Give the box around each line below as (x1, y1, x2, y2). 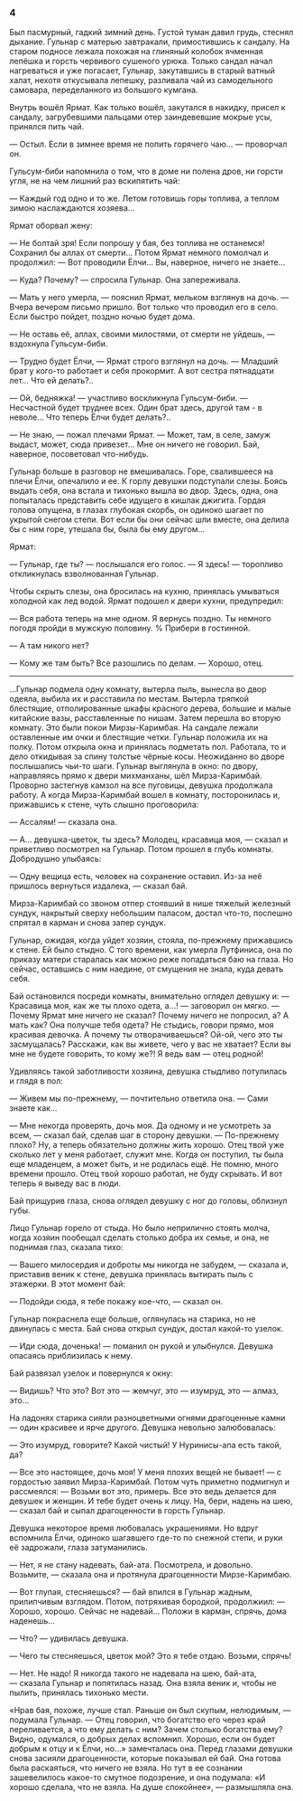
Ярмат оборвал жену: (9, 220, 93, 232)
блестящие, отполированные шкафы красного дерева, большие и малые (9, 703, 291, 714)
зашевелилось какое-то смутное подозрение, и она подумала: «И (9, 1772, 266, 1783)
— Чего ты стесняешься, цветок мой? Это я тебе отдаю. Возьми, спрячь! (9, 1651, 292, 1662)
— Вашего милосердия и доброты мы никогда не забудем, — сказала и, (9, 1259, 289, 1270)
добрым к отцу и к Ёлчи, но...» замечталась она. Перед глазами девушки (9, 1743, 293, 1754)
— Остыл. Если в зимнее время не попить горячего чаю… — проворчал (9, 138, 288, 150)
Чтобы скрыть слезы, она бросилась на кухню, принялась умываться (9, 586, 280, 597)
